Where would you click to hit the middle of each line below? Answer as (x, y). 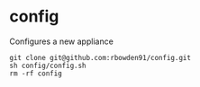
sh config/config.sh (48, 65)
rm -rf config (36, 74)
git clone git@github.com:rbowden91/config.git (100, 57)
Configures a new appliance (62, 41)
